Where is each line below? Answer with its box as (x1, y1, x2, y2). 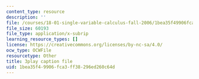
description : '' (6, 14, 46, 20)
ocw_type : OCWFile (6, 48, 52, 53)
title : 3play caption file (6, 58, 73, 64)
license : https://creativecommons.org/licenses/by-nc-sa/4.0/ (6, 42, 163, 48)
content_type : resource (6, 8, 65, 15)
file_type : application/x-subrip (6, 31, 89, 37)
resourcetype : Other (6, 53, 57, 59)
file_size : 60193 (6, 25, 49, 31)
